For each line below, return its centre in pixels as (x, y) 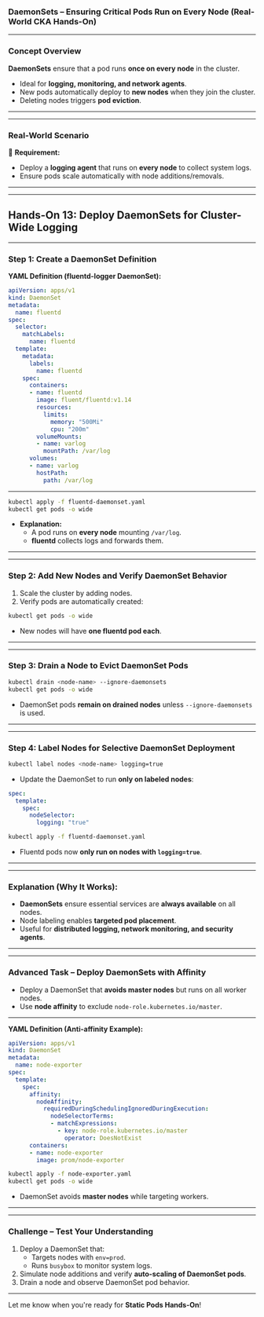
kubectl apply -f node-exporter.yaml (70, 1174)
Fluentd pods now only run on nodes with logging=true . (111, 852)
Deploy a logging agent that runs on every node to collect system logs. (136, 167)
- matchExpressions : (84, 1124)
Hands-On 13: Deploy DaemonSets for (103, 216)
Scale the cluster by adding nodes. (76, 593)
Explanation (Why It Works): (63, 887)
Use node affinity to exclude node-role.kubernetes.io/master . (121, 1006)
